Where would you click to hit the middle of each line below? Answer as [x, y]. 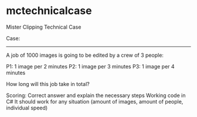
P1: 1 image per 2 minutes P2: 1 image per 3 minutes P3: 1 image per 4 [90, 66]
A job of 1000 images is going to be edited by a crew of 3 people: [85, 55]
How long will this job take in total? [48, 84]
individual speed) [27, 108]
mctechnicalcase [49, 11]
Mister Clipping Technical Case [44, 27]
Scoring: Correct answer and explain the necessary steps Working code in [96, 95]
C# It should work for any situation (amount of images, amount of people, [95, 101]
